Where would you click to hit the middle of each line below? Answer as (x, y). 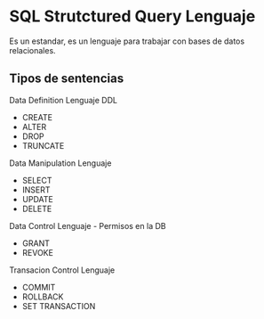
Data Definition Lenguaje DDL (64, 100)
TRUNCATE (43, 145)
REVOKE (37, 252)
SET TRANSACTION (59, 306)
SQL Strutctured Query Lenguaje (132, 16)
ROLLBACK (43, 297)
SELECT (37, 180)
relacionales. (32, 50)
